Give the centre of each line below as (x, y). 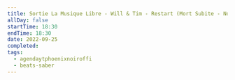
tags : (15, 53)
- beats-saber (34, 65)
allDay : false (28, 20)
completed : (23, 46)
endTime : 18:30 (29, 33)
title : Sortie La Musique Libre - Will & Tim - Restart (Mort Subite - (114, 14)
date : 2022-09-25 (33, 40)
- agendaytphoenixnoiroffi (53, 59)
